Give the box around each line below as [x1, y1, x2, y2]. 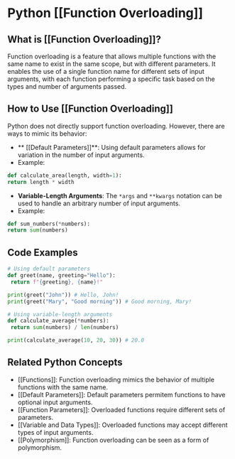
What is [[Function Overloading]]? [7, 33, 162, 45]
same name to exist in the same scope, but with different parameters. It [7, 60, 216, 68]
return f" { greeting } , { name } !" [10, 279, 103, 286]
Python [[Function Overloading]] [7, 5, 204, 21]
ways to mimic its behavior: [7, 129, 87, 138]
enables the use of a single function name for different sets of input [7, 67, 204, 75]
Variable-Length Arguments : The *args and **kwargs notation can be [17, 191, 222, 200]
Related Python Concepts [7, 357, 123, 369]
